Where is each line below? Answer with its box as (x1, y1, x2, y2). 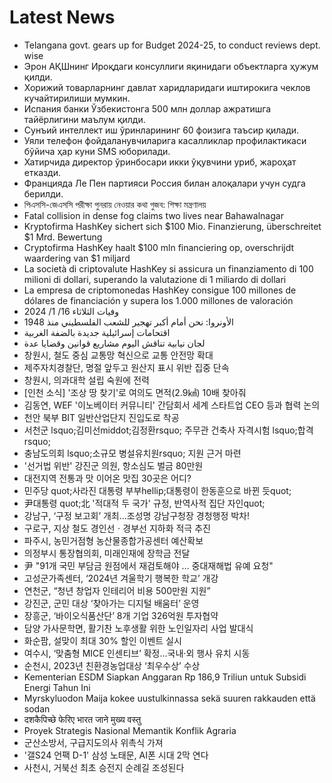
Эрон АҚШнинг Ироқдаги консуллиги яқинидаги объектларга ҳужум (23, 60, 319, 72)
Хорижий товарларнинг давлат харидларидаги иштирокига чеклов (23, 81, 311, 93)
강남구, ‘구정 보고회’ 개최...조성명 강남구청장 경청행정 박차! (23, 509, 251, 521)
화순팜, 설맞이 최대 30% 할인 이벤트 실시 (23, 634, 182, 646)
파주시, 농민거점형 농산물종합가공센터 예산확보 (23, 534, 204, 546)
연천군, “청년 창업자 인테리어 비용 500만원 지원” (23, 584, 211, 596)
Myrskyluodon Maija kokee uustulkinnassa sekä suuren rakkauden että (23, 692, 316, 704)
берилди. (23, 187, 64, 200)
